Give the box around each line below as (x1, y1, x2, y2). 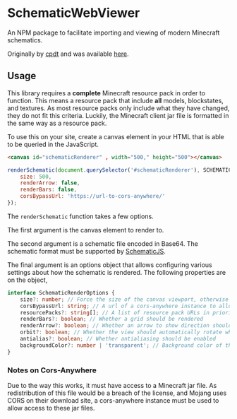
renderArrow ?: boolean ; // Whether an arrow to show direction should (20, 322, 232, 329)
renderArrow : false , (20, 179, 80, 187)
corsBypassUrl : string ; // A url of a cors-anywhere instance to (20, 302, 217, 309)
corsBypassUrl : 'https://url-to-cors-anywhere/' (20, 193, 166, 200)
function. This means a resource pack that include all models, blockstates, (7, 96, 224, 105)
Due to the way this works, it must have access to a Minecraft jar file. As (7, 381, 217, 389)
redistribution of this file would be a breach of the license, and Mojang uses (7, 389, 227, 397)
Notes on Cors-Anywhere (7, 365, 97, 375)
